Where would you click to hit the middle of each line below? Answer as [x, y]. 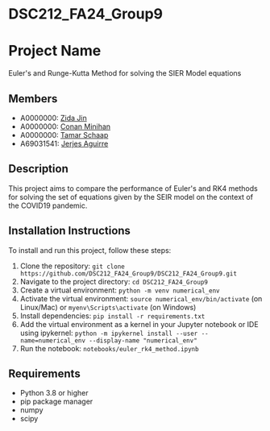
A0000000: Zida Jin [53, 118]
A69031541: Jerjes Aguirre [64, 143]
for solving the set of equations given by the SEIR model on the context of [131, 197]
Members [33, 99]
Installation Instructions [70, 231]
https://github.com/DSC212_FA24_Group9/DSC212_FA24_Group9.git [129, 274]
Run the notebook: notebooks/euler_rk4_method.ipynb [109, 348]
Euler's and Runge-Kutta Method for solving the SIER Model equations [125, 73]
